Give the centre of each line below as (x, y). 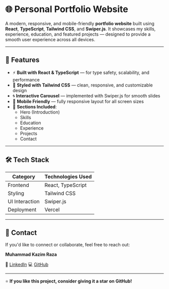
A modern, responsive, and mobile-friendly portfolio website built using (80, 23)
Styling (16, 193)
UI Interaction (24, 201)
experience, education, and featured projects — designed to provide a (78, 34)
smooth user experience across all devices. (50, 39)
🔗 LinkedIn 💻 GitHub (27, 264)
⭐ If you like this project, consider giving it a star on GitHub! (69, 281)
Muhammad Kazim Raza (31, 254)
